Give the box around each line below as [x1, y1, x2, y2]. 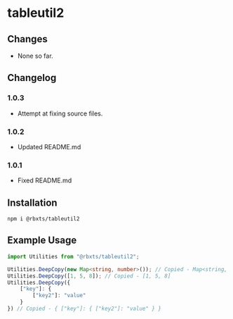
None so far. [17, 51, 54, 60]
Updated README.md [17, 142, 81, 151]
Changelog [7, 72, 57, 84]
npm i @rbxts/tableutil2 [7, 215, 80, 223]
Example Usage [7, 234, 77, 246]
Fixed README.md [17, 176, 72, 184]
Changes [7, 33, 48, 45]
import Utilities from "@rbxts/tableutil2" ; [7, 253, 140, 260]
